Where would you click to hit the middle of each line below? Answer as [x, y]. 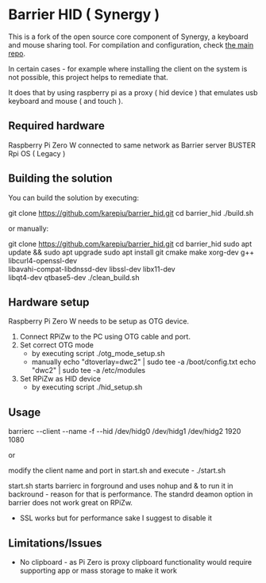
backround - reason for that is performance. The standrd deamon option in [131, 494]
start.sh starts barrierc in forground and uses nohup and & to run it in [121, 486]
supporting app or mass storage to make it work [98, 570]
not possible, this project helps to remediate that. [88, 77]
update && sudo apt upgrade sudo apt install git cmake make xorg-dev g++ [131, 252]
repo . [17, 53]
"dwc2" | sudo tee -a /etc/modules [88, 370]
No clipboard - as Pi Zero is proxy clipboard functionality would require [136, 562]
